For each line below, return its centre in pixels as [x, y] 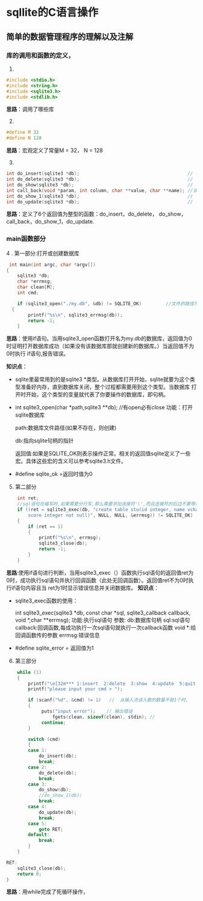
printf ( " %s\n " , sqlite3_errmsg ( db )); [75, 315]
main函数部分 [26, 239]
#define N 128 [24, 138]
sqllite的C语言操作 [52, 12]
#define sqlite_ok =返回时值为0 [54, 474]
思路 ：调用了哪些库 [30, 109]
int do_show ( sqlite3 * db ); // [100, 185]
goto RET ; [51, 829]
